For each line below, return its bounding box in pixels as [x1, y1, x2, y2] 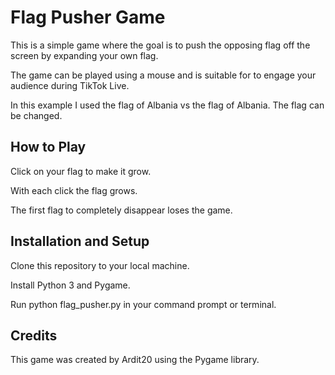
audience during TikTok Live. [10, 79, 130, 91]
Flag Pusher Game [10, 6, 166, 29]
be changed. [10, 109, 63, 121]
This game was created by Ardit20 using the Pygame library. [10, 354, 260, 366]
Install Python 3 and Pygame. [10, 279, 131, 291]
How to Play [10, 139, 87, 156]
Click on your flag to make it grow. [10, 165, 152, 177]
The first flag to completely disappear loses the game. [10, 204, 233, 216]
